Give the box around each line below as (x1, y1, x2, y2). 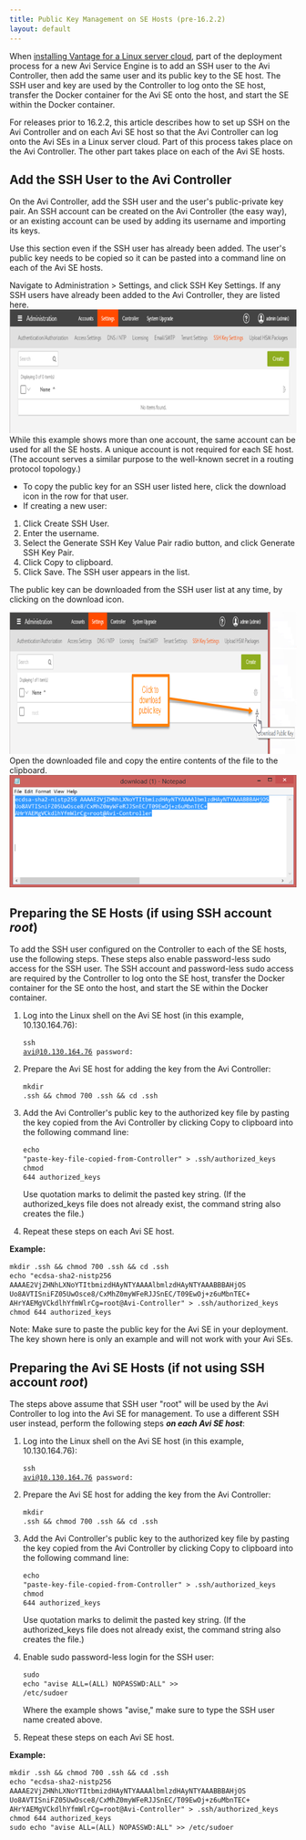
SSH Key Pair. (22, 547, 75, 558)
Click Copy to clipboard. (22, 557, 114, 568)
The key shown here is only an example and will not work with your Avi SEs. (9, 1334, 293, 1345)
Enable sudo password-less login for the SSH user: (22, 1651, 214, 1662)
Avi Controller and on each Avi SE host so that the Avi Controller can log (9, 126, 279, 137)
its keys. (9, 225, 41, 236)
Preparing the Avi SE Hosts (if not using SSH (9, 1359, 265, 1376)
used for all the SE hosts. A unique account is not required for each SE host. (9, 444, 294, 455)
